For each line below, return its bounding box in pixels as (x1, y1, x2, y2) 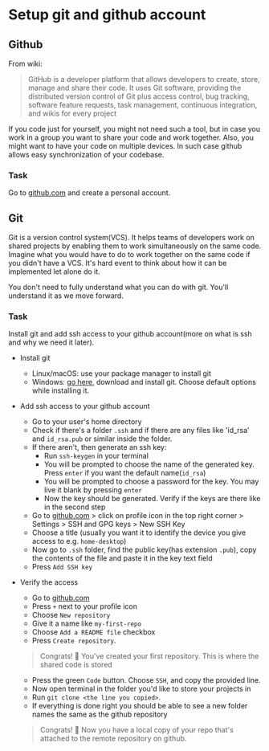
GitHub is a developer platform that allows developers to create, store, (27, 75, 260, 84)
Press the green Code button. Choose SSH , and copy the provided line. (31, 675, 261, 685)
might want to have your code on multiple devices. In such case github (8, 141, 243, 150)
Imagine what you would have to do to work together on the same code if (8, 250, 251, 259)
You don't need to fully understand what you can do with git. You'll (8, 283, 229, 292)
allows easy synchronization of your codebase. (8, 150, 165, 159)
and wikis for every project (27, 108, 117, 118)
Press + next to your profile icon (31, 602, 138, 611)
